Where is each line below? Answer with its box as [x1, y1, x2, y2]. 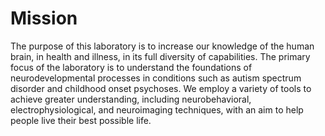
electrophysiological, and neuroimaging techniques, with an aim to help [10, 103, 304, 116]
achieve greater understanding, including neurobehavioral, [10, 93, 252, 105]
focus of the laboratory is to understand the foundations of [10, 61, 253, 73]
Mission [10, 7, 78, 30]
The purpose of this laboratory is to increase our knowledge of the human [10, 40, 315, 52]
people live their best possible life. [10, 114, 152, 126]
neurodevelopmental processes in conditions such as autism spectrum [10, 72, 302, 84]
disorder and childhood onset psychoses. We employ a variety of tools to [10, 82, 312, 94]
